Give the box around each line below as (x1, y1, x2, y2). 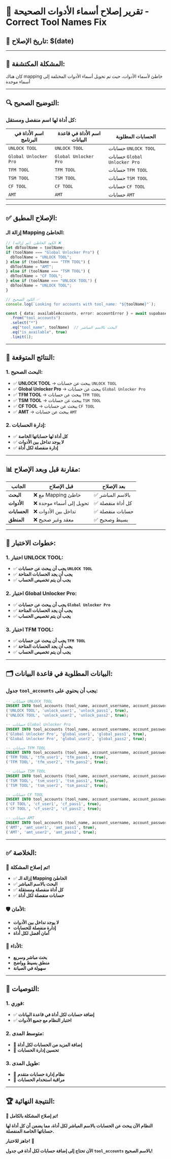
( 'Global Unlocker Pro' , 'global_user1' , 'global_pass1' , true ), (6, 731, 147, 737)
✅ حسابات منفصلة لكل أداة (13, 893, 64, 899)
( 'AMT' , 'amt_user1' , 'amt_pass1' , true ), (6, 825, 97, 830)
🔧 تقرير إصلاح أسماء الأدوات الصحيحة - (6, 6, 149, 17)
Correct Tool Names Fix (6, 16, 107, 28)
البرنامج (20, 136, 38, 143)
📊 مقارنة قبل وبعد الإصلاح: (6, 465, 81, 474)
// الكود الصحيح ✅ (6, 297, 40, 302)
